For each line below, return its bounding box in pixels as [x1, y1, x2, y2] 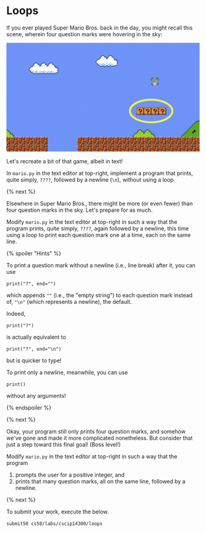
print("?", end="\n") [6, 346, 62, 352]
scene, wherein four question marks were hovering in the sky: [6, 30, 162, 37]
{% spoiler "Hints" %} [6, 250, 61, 257]
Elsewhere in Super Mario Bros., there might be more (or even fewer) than [6, 200, 193, 208]
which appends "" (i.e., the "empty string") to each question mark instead [6, 292, 193, 299]
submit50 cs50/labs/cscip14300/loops [6, 521, 103, 527]
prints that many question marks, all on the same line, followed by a [15, 478, 186, 485]
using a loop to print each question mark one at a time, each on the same [6, 231, 191, 239]
